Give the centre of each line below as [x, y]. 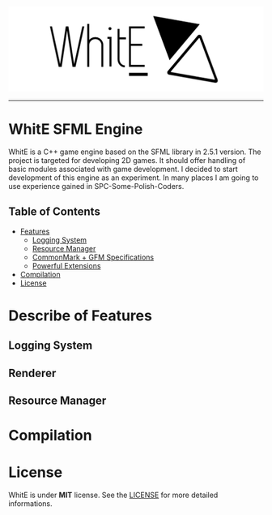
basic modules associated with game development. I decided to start [123, 169]
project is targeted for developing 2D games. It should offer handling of [127, 160]
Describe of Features [80, 315]
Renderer [32, 373]
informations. [30, 504]
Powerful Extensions [66, 265]
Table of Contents [55, 212]
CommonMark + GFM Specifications [93, 257]
